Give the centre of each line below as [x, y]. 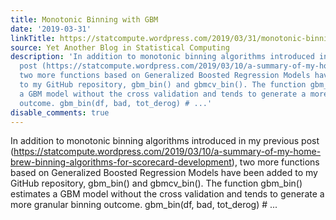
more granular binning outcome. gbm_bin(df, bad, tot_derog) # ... [144, 205]
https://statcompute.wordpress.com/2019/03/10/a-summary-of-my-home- [167, 152]
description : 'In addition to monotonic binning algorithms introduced [162, 57]
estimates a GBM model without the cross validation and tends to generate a [167, 194]
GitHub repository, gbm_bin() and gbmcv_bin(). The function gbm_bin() [156, 183]
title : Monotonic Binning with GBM [84, 19]
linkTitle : [33, 38]
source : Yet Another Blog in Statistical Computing [120, 47]
